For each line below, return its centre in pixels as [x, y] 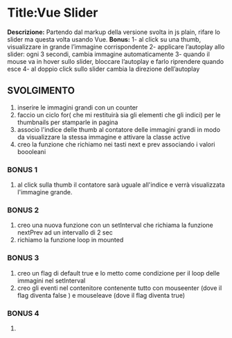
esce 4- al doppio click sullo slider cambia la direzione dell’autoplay [104, 69]
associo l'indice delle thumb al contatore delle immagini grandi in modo [118, 129]
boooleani [32, 151]
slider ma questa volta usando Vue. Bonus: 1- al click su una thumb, [104, 39]
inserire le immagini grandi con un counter [78, 107]
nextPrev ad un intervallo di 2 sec [65, 233]
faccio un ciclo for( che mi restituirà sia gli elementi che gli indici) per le [119, 115]
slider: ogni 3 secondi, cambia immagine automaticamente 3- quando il [108, 54]
